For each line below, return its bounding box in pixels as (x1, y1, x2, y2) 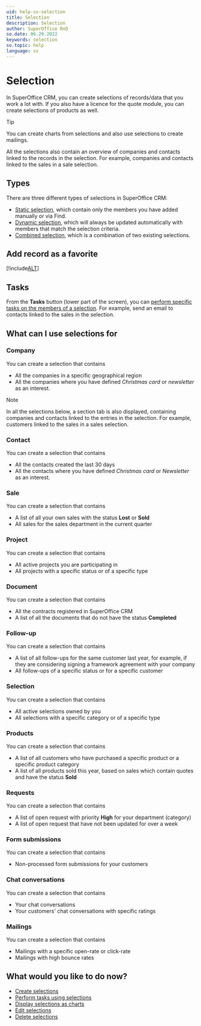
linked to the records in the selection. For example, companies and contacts (6, 154, 194, 161)
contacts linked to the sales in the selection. (6, 311, 115, 318)
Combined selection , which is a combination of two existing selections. (14, 231, 191, 238)
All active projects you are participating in (14, 561, 118, 568)
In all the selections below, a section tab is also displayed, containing (6, 407, 176, 415)
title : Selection (6, 14, 50, 20)
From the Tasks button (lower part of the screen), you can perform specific (6, 298, 193, 306)
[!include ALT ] (6, 265, 40, 272)
